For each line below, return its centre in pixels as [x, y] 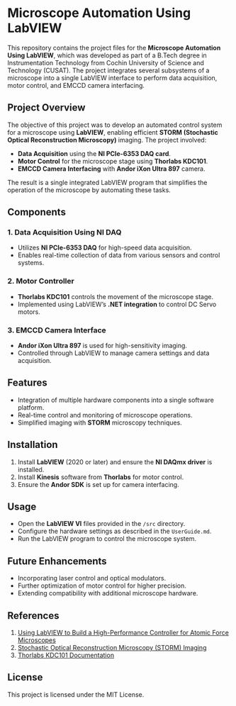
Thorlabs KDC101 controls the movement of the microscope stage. [116, 296]
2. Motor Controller [41, 281]
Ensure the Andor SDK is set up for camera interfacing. [98, 484]
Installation [33, 445]
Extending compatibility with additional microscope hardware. [108, 593]
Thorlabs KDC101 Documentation [66, 655]
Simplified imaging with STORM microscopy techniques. [100, 422]
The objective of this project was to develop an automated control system [115, 125]
